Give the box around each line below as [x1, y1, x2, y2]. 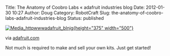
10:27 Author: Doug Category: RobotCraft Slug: [12, 10, 110, 16]
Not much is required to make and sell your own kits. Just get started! [5, 45, 151, 50]
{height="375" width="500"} [73, 25, 134, 31]
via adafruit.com [5, 35, 40, 41]
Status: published [67, 15, 104, 21]
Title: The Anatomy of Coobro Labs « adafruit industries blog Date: [5, 5, 145, 10]
